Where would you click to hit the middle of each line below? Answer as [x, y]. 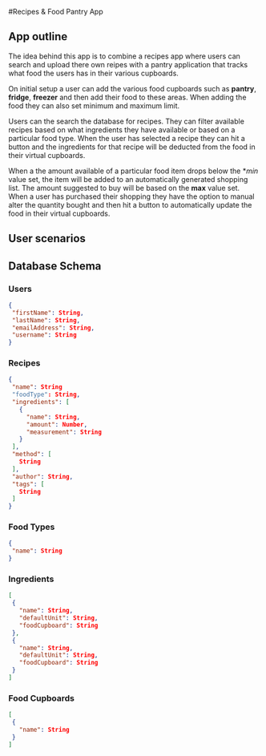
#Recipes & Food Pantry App [56, 12]
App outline [38, 36]
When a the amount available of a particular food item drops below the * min [133, 171]
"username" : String [44, 335]
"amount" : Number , [57, 424]
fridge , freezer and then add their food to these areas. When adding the [127, 97]
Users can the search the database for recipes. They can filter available [126, 121]
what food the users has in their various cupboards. [93, 73]
